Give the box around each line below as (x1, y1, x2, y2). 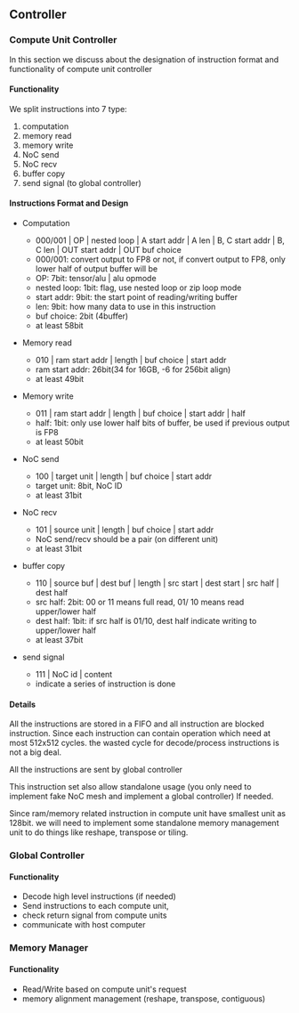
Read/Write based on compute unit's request (21, 984, 187, 994)
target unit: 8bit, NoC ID (35, 481, 123, 491)
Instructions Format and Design (9, 198, 129, 208)
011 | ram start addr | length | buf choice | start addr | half (35, 409, 246, 419)
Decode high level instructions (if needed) (21, 891, 176, 902)
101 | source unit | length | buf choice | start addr (35, 524, 214, 535)
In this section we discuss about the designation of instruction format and (9, 53, 279, 65)
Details (9, 699, 36, 709)
